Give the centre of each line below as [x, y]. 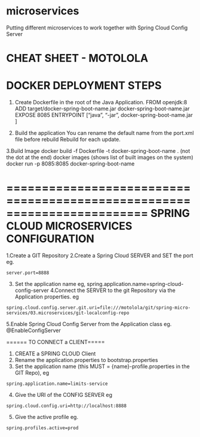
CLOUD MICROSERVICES [69, 226]
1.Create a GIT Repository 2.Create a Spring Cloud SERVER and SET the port [100, 255]
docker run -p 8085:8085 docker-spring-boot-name [70, 164]
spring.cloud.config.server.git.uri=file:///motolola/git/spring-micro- [99, 308]
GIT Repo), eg [32, 373]
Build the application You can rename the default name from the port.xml [104, 133]
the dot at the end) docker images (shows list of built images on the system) [100, 158]
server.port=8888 [28, 273]
